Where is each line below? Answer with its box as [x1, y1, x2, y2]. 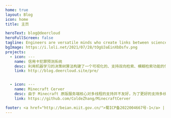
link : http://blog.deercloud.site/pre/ [14, 68, 99, 73]
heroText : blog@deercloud [5, 31, 60, 36]
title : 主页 [5, 21, 29, 27]
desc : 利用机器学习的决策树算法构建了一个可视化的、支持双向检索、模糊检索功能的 [14, 64, 164, 69]
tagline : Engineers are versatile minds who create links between [5, 40, 149, 46]
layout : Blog [5, 12, 33, 17]
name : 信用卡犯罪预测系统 [14, 59, 63, 64]
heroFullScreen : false [5, 35, 53, 41]
